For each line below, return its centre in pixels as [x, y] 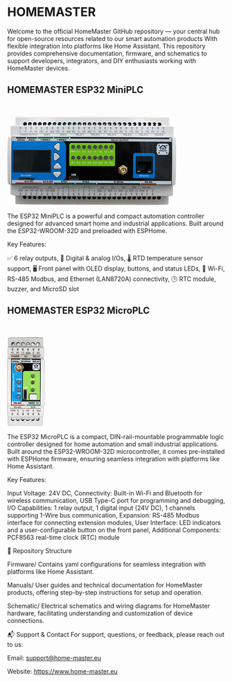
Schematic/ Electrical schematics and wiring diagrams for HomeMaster [109, 606]
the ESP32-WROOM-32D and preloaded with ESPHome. [87, 230]
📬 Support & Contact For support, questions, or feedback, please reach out [116, 634]
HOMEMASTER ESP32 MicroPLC [79, 310]
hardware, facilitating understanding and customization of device [100, 613]
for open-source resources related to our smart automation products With [113, 38]
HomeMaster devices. [39, 68]
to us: [15, 644]
